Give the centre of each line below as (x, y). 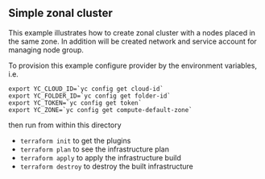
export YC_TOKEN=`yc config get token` (75, 103)
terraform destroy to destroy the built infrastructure (106, 166)
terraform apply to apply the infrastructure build (100, 157)
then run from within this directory (65, 125)
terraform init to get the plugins (75, 140)
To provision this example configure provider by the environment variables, (133, 65)
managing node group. (46, 50)
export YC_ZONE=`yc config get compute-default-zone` (101, 110)
